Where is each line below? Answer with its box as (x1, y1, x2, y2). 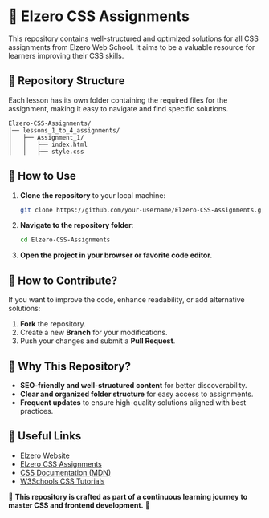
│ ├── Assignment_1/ (8, 133, 84, 141)
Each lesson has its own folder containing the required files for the (8, 95, 228, 105)
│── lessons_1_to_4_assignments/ (8, 126, 120, 135)
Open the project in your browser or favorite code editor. (19, 250, 213, 260)
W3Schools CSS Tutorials (19, 476, 105, 486)
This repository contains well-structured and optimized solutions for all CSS (8, 34, 259, 43)
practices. (19, 406, 54, 415)
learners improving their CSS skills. (8, 51, 124, 60)
